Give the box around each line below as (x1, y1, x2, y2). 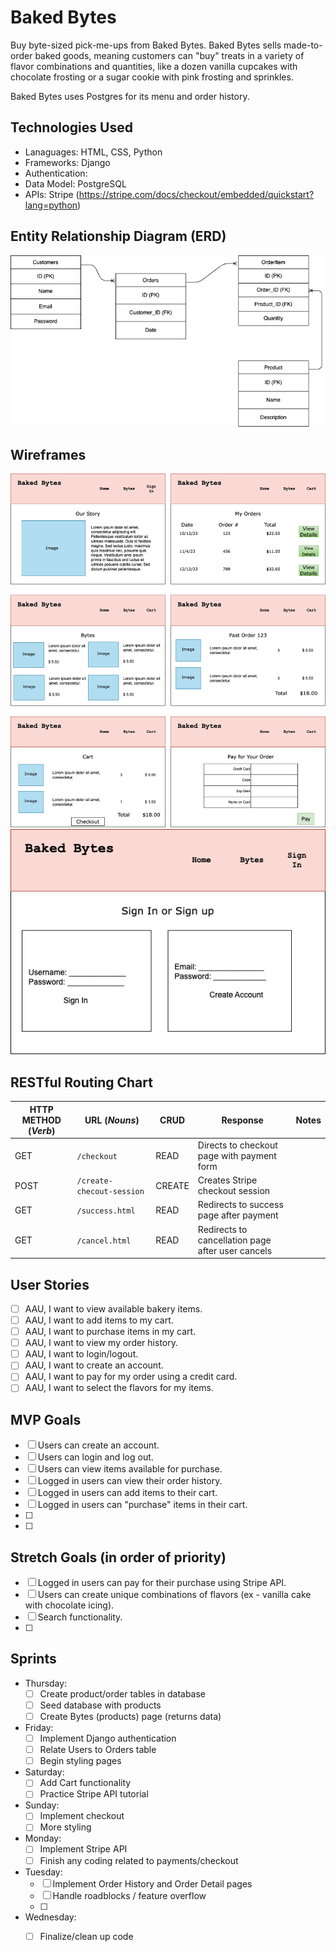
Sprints (10, 1651, 57, 1668)
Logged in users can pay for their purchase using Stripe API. (37, 1577, 287, 1589)
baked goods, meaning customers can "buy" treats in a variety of (34, 49, 305, 61)
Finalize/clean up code (39, 1930, 134, 1942)
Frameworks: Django (24, 156, 111, 168)
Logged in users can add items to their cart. (37, 1487, 218, 1499)
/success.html (76, 1206, 136, 1216)
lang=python (24, 199, 78, 211)
